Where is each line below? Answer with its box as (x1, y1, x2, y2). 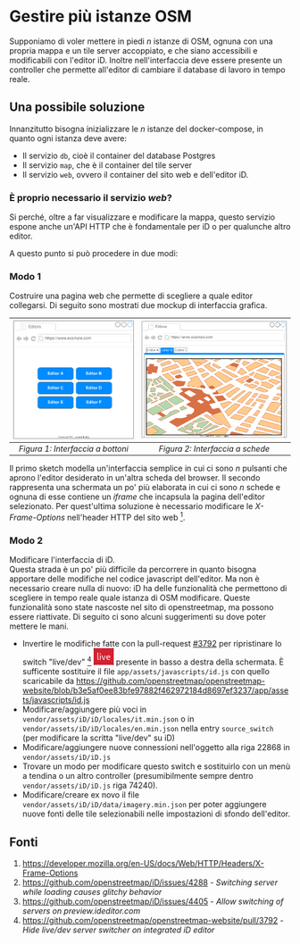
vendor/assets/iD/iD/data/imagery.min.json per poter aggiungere (21, 799, 267, 810)
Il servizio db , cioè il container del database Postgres (21, 150, 216, 161)
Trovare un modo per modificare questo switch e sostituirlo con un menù (21, 761, 291, 772)
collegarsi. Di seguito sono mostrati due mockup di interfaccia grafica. (9, 300, 268, 311)
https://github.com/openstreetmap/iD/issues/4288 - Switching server (21, 877, 279, 888)
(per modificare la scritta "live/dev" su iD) (21, 732, 176, 743)
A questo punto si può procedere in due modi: (9, 248, 179, 259)
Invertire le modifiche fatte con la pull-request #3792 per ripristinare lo (21, 639, 282, 649)
